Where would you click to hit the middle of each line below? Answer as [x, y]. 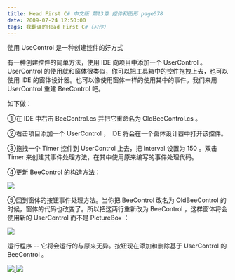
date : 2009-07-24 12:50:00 [47, 20]
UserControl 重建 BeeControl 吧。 [56, 89]
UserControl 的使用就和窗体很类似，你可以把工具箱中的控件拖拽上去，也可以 [118, 72]
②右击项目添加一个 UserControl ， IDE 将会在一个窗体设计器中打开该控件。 [117, 133]
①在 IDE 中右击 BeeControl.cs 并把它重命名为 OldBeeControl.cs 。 [105, 119]
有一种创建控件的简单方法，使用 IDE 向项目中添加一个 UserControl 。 [107, 62]
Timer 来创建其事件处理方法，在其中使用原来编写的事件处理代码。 [103, 157]
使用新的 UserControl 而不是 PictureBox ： [68, 218]
